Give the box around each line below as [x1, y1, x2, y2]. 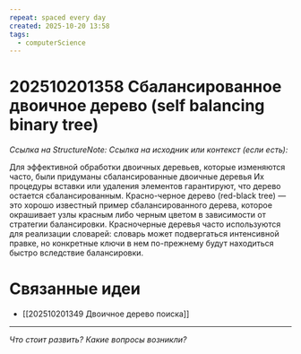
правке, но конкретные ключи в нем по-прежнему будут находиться [9, 238, 275, 249]
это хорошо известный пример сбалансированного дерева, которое [9, 200, 273, 211]
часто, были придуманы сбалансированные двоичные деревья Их [9, 171, 264, 182]
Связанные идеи [9, 279, 141, 299]
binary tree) [9, 115, 99, 135]
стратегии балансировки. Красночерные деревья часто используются [9, 219, 281, 229]
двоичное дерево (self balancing [9, 96, 265, 117]
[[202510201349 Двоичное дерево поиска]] [21, 308, 190, 319]
